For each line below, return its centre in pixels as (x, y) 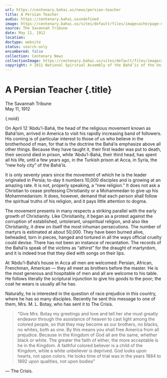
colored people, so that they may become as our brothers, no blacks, (88, 324)
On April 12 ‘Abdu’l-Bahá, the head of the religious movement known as (78, 128)
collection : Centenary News (34, 56)
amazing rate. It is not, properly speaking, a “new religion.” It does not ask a (83, 186)
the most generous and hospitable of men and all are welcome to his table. (82, 274)
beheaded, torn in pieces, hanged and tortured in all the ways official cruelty (83, 237)
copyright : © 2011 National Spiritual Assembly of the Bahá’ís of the (80, 65)
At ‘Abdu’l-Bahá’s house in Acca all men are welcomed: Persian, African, (79, 263)
